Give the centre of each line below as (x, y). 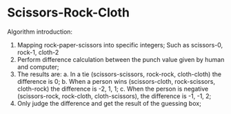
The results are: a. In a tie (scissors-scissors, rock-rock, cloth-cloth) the (119, 74)
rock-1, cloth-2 (38, 52)
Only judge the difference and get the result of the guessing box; (109, 103)
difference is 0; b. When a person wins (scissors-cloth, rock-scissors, (116, 81)
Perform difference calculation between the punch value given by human (121, 59)
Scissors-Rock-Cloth (68, 13)
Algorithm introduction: (40, 32)
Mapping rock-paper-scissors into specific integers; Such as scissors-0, (120, 45)
